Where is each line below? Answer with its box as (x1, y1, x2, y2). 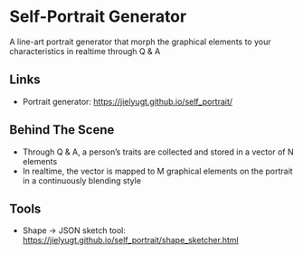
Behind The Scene (9, 122, 115, 137)
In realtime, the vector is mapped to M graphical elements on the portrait (22, 165, 293, 176)
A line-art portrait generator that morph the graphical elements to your (9, 36, 271, 47)
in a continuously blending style (22, 174, 142, 186)
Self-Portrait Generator (9, 6, 187, 27)
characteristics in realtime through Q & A (9, 45, 161, 56)
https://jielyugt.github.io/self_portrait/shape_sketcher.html (22, 235, 239, 246)
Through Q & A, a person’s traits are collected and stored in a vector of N (22, 146, 294, 157)
